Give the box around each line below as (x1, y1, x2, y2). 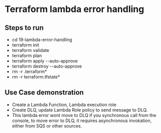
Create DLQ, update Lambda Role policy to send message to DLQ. (12, 106, 148, 113)
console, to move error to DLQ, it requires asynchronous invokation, (12, 117, 152, 123)
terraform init (12, 42, 40, 48)
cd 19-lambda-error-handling (12, 36, 72, 42)
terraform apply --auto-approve (12, 58, 78, 63)
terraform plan (12, 52, 42, 58)
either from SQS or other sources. (12, 122, 82, 128)
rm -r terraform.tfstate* (12, 74, 60, 79)
